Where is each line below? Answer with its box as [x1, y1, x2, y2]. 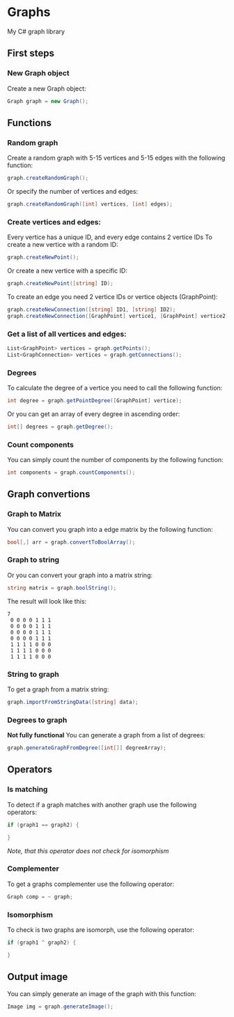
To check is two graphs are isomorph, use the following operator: [7, 925, 195, 934]
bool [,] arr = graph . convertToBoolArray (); [7, 538, 136, 546]
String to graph [7, 669, 59, 679]
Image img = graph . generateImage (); [7, 1003, 114, 1010]
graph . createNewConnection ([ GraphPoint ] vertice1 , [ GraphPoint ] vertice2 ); [7, 312, 232, 319]
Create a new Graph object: [7, 84, 86, 93]
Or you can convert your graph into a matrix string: [7, 571, 153, 579]
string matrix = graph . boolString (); [7, 584, 117, 591]
